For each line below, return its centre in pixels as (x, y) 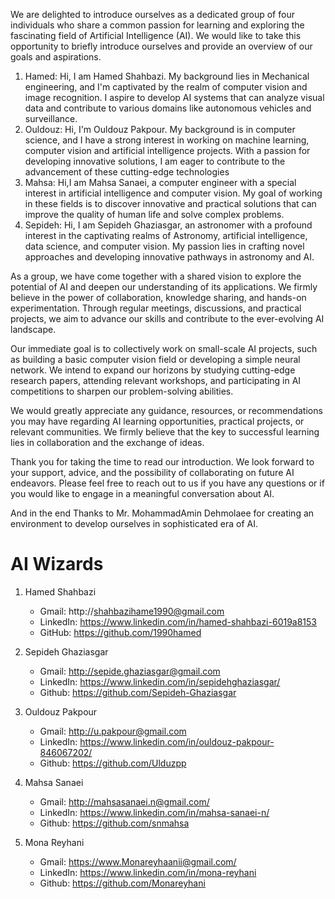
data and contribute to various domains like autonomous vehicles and (168, 108)
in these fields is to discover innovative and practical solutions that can (170, 203)
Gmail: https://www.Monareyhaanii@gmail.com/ (138, 861)
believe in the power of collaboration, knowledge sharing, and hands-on (158, 297)
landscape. (33, 329)
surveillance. (51, 118)
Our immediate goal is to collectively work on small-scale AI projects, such (164, 348)
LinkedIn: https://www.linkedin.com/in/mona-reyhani (148, 872)
